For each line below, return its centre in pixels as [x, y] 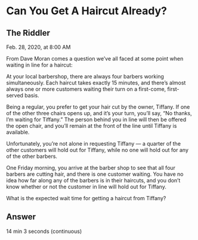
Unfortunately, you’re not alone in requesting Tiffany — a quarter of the [93, 143]
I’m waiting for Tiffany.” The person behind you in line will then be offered [96, 119]
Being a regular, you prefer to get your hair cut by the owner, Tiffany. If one [98, 107]
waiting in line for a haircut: [39, 65]
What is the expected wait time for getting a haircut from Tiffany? [86, 198]
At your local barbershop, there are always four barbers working [85, 76]
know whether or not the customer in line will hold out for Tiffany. [86, 187]
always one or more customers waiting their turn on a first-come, [86, 89]
